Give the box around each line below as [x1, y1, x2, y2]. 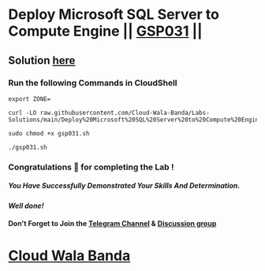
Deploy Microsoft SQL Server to [8, 6, 219, 24]
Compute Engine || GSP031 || [8, 22, 203, 40]
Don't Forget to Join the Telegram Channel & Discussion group [8, 219, 217, 228]
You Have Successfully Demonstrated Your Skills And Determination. [8, 181, 241, 191]
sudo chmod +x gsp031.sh [8, 129, 90, 137]
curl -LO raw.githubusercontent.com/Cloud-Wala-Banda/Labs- [8, 109, 211, 117]
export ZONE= [8, 95, 51, 103]
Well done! [8, 201, 45, 210]
